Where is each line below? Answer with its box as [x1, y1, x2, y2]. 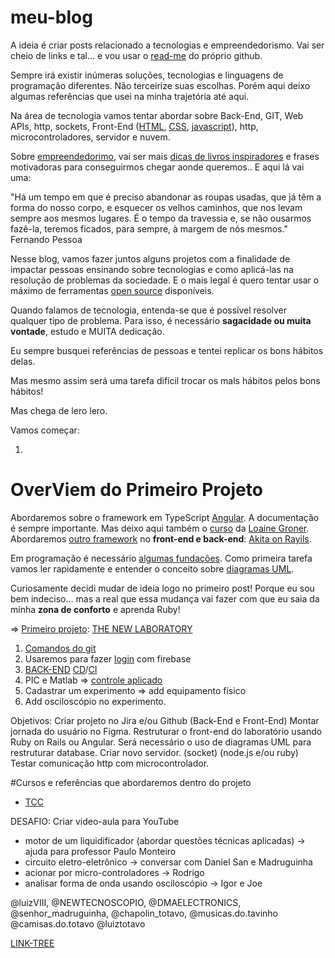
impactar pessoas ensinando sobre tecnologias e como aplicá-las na [10, 263, 294, 275]
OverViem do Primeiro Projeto [10, 479, 263, 501]
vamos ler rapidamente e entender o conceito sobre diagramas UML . [10, 562, 295, 575]
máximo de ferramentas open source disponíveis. [10, 284, 215, 296]
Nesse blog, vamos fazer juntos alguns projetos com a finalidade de [10, 252, 291, 265]
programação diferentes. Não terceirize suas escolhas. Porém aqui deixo [10, 79, 311, 91]
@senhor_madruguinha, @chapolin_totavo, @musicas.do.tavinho [10, 907, 278, 919]
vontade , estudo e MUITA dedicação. [10, 325, 165, 337]
